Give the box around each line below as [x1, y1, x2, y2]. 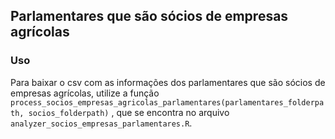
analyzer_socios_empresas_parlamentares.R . [10, 117, 193, 129]
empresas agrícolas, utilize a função [10, 87, 160, 99]
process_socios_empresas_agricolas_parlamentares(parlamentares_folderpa [10, 97, 325, 108]
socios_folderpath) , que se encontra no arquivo [28, 106, 230, 118]
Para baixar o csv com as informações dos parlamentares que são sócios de [10, 76, 326, 88]
